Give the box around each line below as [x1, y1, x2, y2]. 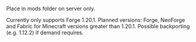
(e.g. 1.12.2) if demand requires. [6, 29, 84, 36]
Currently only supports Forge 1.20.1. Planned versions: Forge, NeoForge [6, 17, 185, 23]
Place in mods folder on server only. [6, 5, 95, 12]
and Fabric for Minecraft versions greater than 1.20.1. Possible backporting [6, 23, 190, 30]
